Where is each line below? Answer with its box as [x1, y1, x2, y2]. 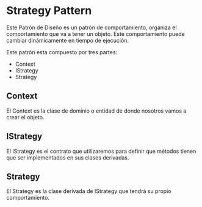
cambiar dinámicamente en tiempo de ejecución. [6, 37, 129, 44]
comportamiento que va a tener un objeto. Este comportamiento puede [6, 30, 185, 37]
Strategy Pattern [6, 4, 92, 18]
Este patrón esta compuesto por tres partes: [6, 48, 118, 55]
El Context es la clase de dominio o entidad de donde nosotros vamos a [6, 107, 187, 114]
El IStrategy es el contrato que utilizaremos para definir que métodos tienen [6, 147, 197, 155]
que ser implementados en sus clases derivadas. [6, 153, 129, 161]
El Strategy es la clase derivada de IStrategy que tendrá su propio [6, 188, 171, 195]
